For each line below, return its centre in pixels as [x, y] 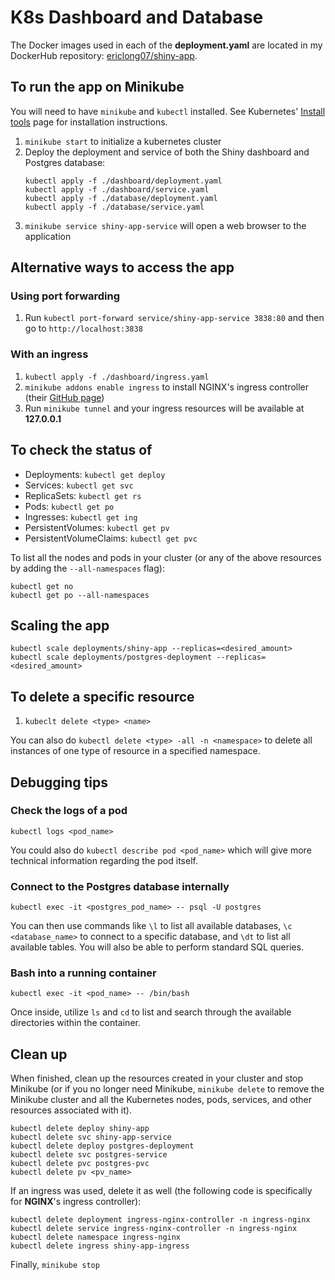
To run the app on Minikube [97, 87]
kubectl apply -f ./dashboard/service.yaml [117, 189]
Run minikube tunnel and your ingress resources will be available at [164, 408]
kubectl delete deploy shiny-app [80, 1129]
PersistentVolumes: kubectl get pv [97, 527]
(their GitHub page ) [64, 397]
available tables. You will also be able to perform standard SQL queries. [157, 947]
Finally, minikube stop [55, 1265]
